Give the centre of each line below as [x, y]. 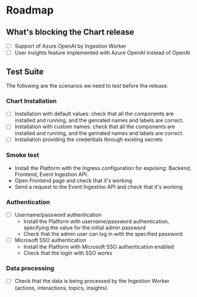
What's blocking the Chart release [70, 32]
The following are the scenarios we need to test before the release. [87, 85]
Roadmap [30, 10]
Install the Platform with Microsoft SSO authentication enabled [99, 247]
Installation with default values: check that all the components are [94, 114]
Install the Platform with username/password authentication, [96, 222]
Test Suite [25, 71]
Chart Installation [31, 101]
